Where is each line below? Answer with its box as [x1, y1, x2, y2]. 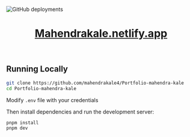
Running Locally [6, 64, 68, 75]
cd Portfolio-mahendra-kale [6, 85, 77, 91]
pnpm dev [6, 125, 28, 132]
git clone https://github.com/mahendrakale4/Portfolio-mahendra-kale [6, 80, 185, 86]
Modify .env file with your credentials [6, 96, 99, 103]
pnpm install [6, 120, 39, 126]
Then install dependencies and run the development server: [6, 108, 155, 115]
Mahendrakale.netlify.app [34, 27, 168, 40]
